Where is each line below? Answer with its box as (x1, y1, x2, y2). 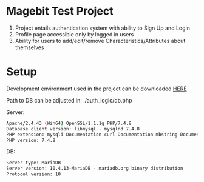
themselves (15, 44, 44, 51)
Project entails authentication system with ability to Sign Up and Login (15, 24, 190, 32)
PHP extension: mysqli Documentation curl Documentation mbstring (6, 132, 178, 138)
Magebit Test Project (6, 4, 114, 18)
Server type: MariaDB (6, 160, 61, 166)
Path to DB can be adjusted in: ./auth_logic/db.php (6, 96, 132, 104)
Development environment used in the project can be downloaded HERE (6, 85, 187, 92)
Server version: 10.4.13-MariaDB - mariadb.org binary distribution (6, 166, 183, 172)
